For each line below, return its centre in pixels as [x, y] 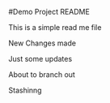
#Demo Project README [49, 12]
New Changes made [42, 43]
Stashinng [25, 90]
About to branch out [42, 75]
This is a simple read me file [55, 27]
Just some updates [40, 59]
